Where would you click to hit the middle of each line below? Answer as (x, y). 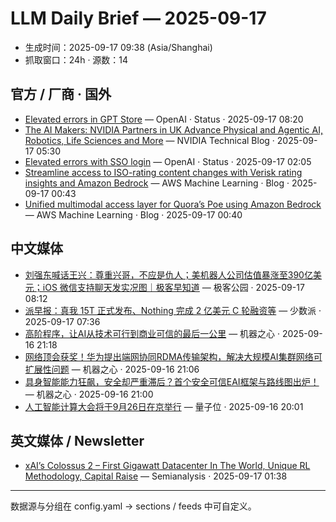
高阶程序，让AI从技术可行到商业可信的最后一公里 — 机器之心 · (152, 333)
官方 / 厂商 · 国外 (61, 94)
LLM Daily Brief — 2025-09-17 (138, 18)
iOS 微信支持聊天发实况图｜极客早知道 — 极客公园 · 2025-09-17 (173, 287)
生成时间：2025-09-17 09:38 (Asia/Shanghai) (118, 47)
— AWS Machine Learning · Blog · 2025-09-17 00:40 (133, 214)
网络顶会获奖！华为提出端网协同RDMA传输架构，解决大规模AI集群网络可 (173, 356)
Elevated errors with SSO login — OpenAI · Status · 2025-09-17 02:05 (168, 161)
